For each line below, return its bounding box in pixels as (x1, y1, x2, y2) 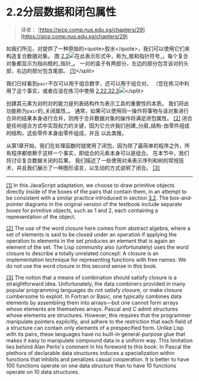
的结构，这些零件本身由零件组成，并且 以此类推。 (6, 129, 127, 136)
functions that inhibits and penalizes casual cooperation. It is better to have (6, 356, 190, 363)
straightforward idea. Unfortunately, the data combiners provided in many (6, 280, 186, 287)
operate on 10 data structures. (6, 368, 80, 375)
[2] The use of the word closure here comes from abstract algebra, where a (6, 225, 191, 232)
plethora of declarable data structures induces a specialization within (6, 349, 175, 356)
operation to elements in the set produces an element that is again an (6, 237, 175, 244)
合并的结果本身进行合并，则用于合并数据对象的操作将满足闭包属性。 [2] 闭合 (6, 114, 192, 121)
